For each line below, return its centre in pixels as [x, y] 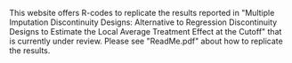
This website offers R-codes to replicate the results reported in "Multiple [142, 13]
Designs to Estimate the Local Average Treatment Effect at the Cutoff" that [146, 31]
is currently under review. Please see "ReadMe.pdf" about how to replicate [146, 41]
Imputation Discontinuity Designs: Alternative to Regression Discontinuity [143, 22]
